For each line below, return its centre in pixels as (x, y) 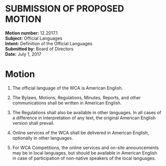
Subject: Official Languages (34, 38)
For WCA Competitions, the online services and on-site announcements (85, 148)
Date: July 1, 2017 (23, 54)
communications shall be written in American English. (67, 103)
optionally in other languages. (43, 138)
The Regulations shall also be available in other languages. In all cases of (87, 112)
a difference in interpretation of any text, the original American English (84, 118)
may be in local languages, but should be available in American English (84, 153)
